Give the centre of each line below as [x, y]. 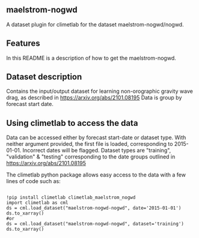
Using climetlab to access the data [72, 123]
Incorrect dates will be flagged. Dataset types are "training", [97, 151]
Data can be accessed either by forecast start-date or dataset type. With [96, 137]
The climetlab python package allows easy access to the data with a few [96, 175]
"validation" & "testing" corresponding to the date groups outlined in [91, 157]
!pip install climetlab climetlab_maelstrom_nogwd [71, 198]
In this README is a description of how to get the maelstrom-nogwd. [91, 58]
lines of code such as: [34, 181]
